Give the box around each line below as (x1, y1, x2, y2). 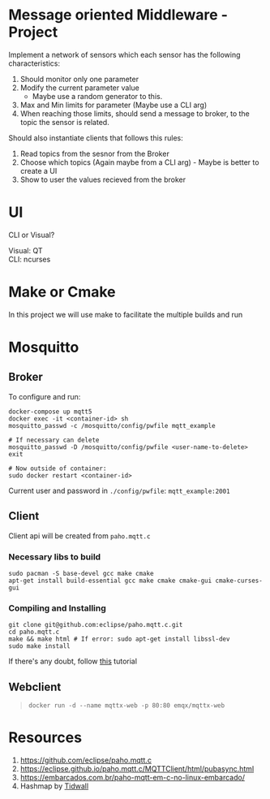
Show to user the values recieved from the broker (19, 175, 186, 184)
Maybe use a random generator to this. (32, 91, 163, 101)
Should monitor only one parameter (19, 74, 139, 84)
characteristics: (8, 58, 61, 68)
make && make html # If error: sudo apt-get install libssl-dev (8, 635, 230, 643)
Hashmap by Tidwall (19, 781, 89, 791)
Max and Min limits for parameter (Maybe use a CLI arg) (19, 100, 208, 110)
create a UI (19, 166, 58, 175)
